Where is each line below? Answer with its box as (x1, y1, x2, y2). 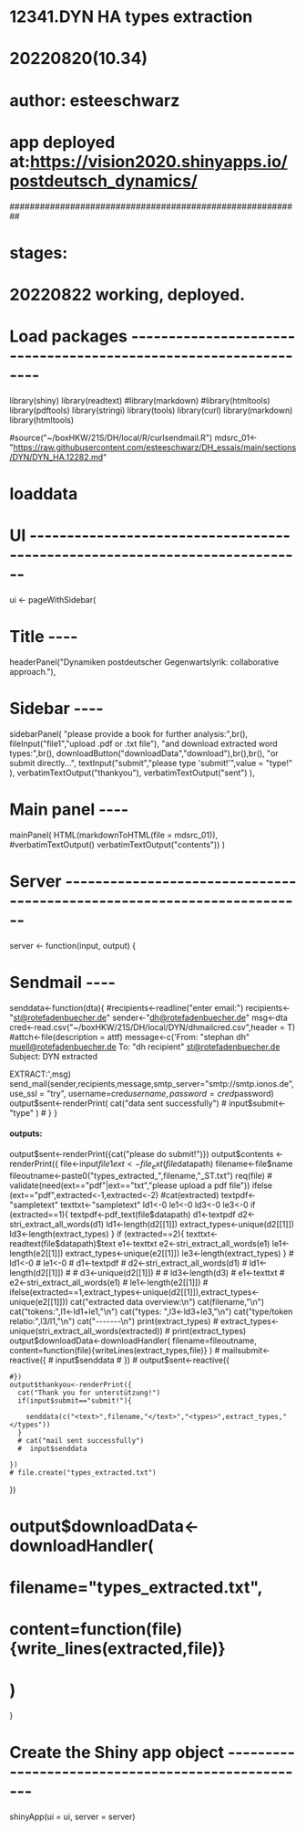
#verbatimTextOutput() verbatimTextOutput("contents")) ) (9, 838, 226, 850)
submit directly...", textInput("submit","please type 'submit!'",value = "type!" (9, 757, 293, 768)
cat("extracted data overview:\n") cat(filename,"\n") (69, 1296, 265, 1307)
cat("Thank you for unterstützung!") (17, 1388, 161, 1397)
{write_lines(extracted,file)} (9, 1638, 226, 1659)
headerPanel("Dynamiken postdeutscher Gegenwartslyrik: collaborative (9, 656, 280, 668)
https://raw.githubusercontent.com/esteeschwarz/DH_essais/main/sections (13, 441, 297, 453)
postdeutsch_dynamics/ (9, 171, 198, 191)
